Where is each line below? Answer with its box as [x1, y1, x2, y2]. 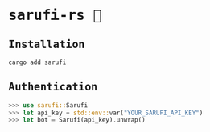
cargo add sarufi [8, 58, 67, 66]
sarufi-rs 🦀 [8, 6, 102, 24]
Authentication [8, 81, 98, 94]
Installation [8, 38, 85, 50]
